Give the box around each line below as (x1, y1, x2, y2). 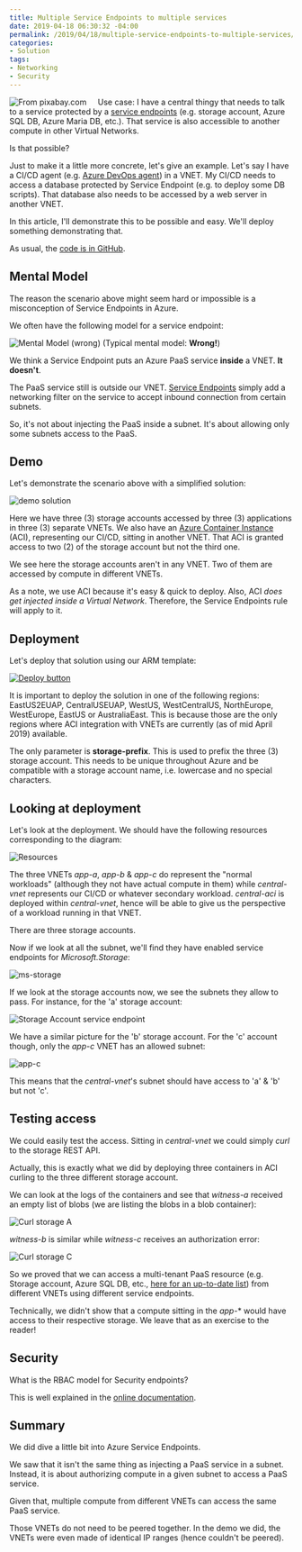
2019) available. (9, 729, 67, 740)
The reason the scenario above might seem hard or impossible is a (9, 293, 256, 304)
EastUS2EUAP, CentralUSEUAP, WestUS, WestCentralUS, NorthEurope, (9, 700, 274, 711)
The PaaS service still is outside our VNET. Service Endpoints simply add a (9, 382, 286, 393)
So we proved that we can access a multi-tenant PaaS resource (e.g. (9, 1268, 263, 1279)
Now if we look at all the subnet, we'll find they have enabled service (9, 942, 263, 953)
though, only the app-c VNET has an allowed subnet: (9, 1041, 206, 1051)
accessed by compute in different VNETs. (9, 568, 164, 579)
